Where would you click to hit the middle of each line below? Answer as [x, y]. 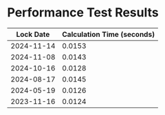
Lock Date [33, 34]
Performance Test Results [83, 13]
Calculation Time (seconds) [108, 34]
